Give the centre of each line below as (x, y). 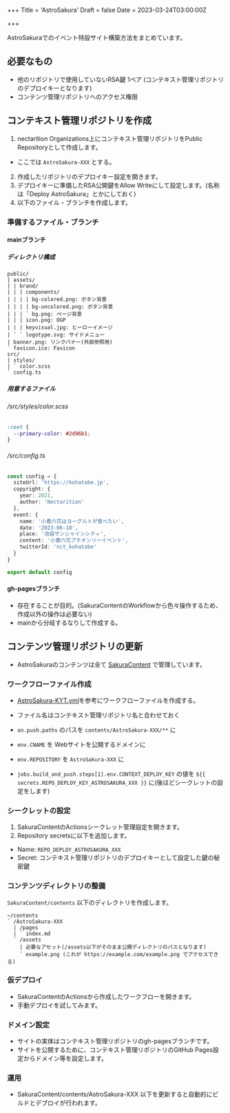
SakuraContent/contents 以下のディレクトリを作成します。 (90, 902)
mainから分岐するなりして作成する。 (69, 622)
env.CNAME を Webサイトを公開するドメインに (81, 744)
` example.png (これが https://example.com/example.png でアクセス (114, 954)
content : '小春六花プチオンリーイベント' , (74, 541)
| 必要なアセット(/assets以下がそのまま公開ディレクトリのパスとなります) (113, 947)
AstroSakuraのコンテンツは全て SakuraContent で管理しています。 (112, 664)
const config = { (32, 476)
